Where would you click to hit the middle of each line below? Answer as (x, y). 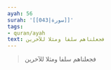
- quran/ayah (26, 33)
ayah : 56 (20, 14)
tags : (15, 26)
